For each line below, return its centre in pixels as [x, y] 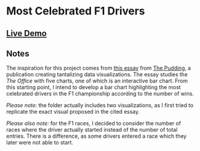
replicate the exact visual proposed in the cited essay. [73, 112]
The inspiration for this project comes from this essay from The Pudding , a [98, 68]
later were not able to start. [40, 143]
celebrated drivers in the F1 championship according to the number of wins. [100, 94]
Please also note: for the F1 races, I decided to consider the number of [94, 123]
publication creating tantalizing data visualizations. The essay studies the [97, 75]
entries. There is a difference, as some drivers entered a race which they [96, 136]
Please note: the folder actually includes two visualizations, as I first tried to [100, 105]
